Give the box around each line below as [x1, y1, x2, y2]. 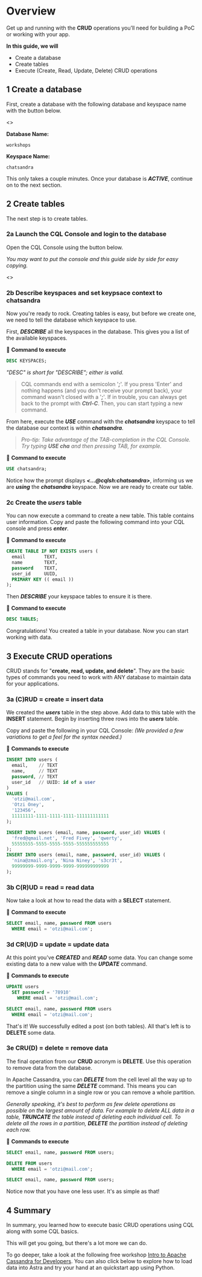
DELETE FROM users [6, 1160, 52, 1166]
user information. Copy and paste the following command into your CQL [6, 519, 185, 526]
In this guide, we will [6, 42, 58, 50]
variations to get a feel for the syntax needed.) [6, 733, 122, 741]
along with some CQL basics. [6, 1228, 79, 1235]
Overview [6, 4, 56, 18]
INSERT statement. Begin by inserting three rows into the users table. [6, 715, 180, 723]
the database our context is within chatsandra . [6, 424, 124, 432]
